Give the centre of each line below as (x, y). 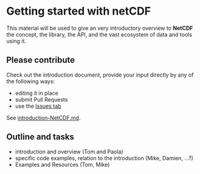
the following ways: (31, 81)
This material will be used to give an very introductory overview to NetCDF (100, 28)
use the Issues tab (38, 106)
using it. (16, 41)
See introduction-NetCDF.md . (43, 117)
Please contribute (41, 60)
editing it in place (37, 93)
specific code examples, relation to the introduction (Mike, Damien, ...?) (104, 158)
